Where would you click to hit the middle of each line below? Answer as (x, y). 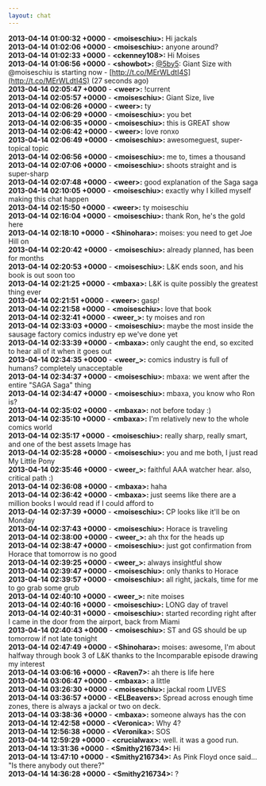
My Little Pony (32, 461)
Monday (22, 520)
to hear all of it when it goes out (60, 351)
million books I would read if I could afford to (81, 503)
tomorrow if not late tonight (53, 638)
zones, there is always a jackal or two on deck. (85, 706)
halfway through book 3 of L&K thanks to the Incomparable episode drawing (133, 655)
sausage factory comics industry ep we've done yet (93, 334)
